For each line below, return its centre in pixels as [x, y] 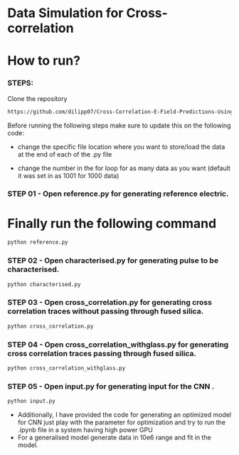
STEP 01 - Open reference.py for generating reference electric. [118, 194]
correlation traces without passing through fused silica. [106, 311]
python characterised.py [44, 284]
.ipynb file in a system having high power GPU [85, 429]
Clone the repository [37, 98]
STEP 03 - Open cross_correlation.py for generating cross [110, 303]
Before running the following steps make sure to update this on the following [119, 125]
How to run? [44, 61]
